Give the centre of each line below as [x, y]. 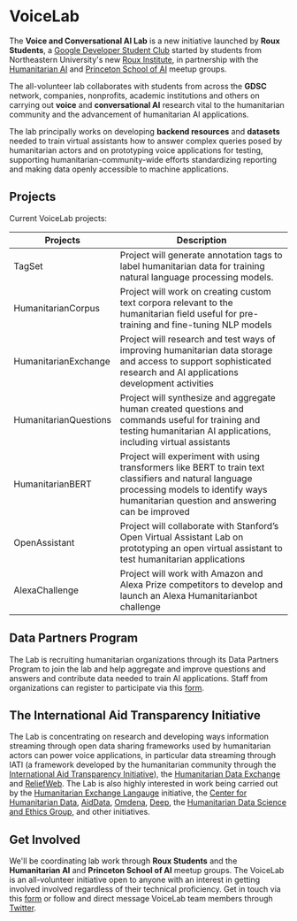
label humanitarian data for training [192, 265]
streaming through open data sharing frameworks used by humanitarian [140, 746]
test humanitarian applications [183, 559]
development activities [167, 383]
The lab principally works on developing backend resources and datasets [145, 131]
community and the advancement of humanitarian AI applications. [129, 114]
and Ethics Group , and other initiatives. [80, 812]
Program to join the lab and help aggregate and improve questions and [138, 669]
